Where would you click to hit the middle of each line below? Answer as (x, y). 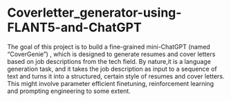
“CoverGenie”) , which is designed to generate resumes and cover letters (111, 54)
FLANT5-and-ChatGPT (74, 27)
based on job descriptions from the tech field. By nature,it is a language (109, 61)
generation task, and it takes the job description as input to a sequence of (112, 69)
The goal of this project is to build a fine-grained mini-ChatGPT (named (109, 46)
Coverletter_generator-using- (94, 13)
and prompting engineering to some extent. (69, 91)
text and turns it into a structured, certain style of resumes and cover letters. (116, 76)
